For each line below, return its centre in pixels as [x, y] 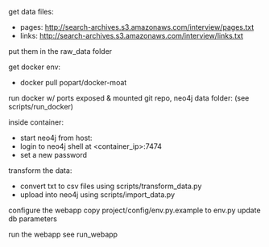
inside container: [36, 122]
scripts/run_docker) [41, 107]
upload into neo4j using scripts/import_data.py [97, 195]
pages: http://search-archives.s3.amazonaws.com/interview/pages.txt [137, 27]
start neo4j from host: [56, 138]
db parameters [33, 219]
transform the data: [40, 171]
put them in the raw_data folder [60, 51]
